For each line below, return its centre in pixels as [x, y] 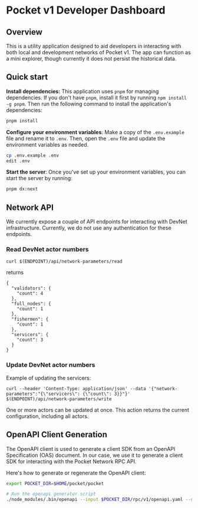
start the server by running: [39, 178]
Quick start [27, 77]
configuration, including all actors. [47, 416]
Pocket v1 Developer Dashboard [86, 10]
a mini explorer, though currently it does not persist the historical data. [91, 59]
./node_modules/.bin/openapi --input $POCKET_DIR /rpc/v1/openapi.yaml [95, 500]
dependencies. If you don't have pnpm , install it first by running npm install [97, 97]
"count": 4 [30, 294]
